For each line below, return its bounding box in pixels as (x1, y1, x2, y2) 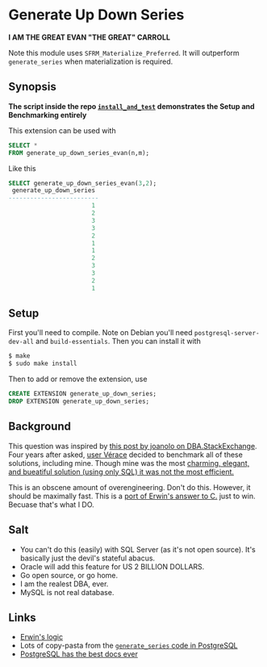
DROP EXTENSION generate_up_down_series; (8, 397, 150, 405)
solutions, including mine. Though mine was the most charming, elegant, (8, 458, 250, 468)
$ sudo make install (8, 359, 78, 368)
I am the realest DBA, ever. (19, 579, 109, 589)
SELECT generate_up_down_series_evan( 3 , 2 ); (8, 179, 157, 187)
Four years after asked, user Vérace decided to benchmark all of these (8, 450, 244, 459)
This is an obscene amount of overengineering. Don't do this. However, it (8, 482, 252, 492)
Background (8, 420, 71, 434)
